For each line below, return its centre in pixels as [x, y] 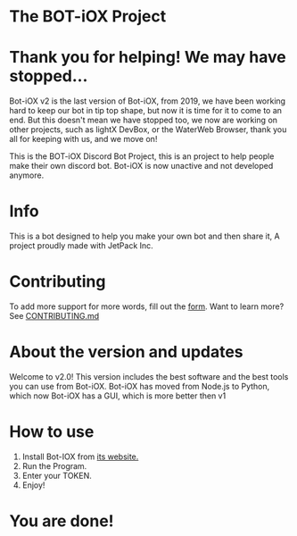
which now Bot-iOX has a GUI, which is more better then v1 [118, 396]
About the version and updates [126, 352]
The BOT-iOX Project [88, 17]
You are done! [62, 521]
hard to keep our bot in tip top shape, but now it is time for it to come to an [146, 111]
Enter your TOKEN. [57, 475]
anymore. [27, 175]
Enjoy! [33, 485]
